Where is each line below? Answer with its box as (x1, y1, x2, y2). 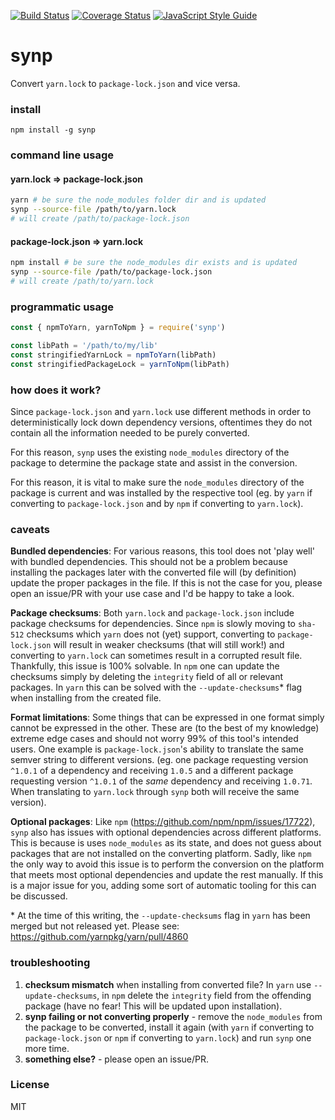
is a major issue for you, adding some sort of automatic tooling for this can (10, 880, 317, 892)
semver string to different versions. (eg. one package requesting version (10, 754, 309, 766)
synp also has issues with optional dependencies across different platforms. (10, 826, 322, 839)
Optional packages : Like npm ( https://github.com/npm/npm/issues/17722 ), (10, 816, 316, 828)
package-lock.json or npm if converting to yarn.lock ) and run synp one (24, 1031, 312, 1044)
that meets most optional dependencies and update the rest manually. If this (10, 869, 324, 881)
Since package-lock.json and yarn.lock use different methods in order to (10, 405, 312, 417)
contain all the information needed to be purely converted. (10, 426, 250, 439)
